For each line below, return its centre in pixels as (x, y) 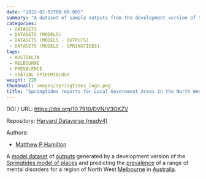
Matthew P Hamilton (41, 144)
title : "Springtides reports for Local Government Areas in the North (98, 92)
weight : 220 (21, 80)
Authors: (17, 133)
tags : (13, 52)
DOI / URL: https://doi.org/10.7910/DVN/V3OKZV (67, 109)
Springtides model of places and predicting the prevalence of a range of (97, 163)
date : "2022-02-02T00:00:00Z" (45, 12)
